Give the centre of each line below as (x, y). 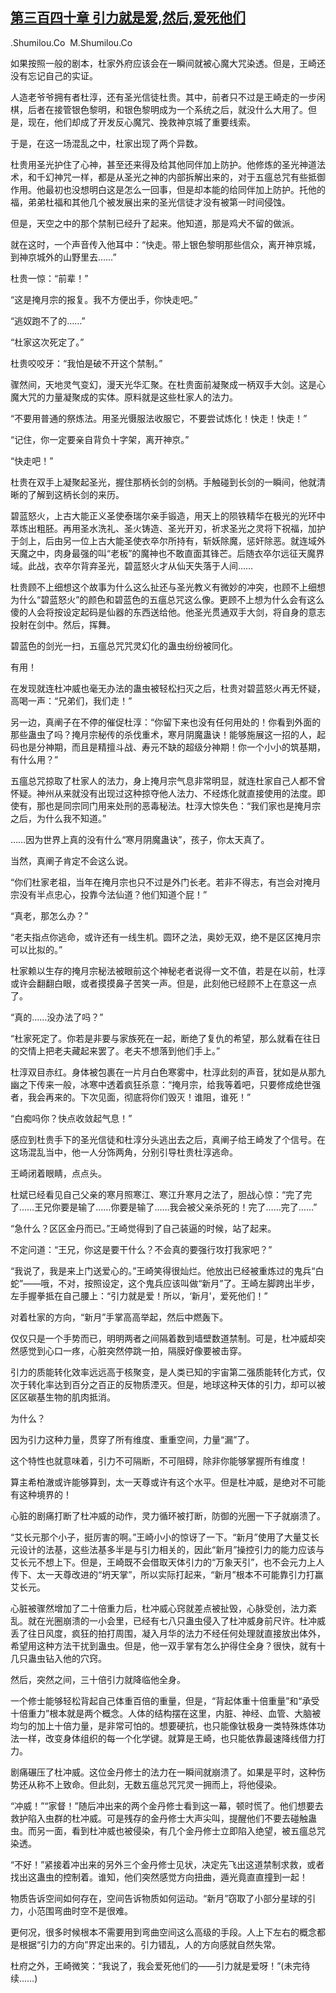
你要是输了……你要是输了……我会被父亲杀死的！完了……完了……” (184, 1207)
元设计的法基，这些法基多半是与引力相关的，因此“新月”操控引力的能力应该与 (167, 1549)
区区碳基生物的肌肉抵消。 (63, 1397)
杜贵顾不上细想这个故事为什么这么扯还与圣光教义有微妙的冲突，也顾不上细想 (168, 587)
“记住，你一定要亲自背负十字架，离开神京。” (100, 439)
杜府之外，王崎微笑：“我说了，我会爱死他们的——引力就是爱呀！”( (147, 1965)
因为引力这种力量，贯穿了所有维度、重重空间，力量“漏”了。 (132, 1439)
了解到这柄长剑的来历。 (76, 494)
